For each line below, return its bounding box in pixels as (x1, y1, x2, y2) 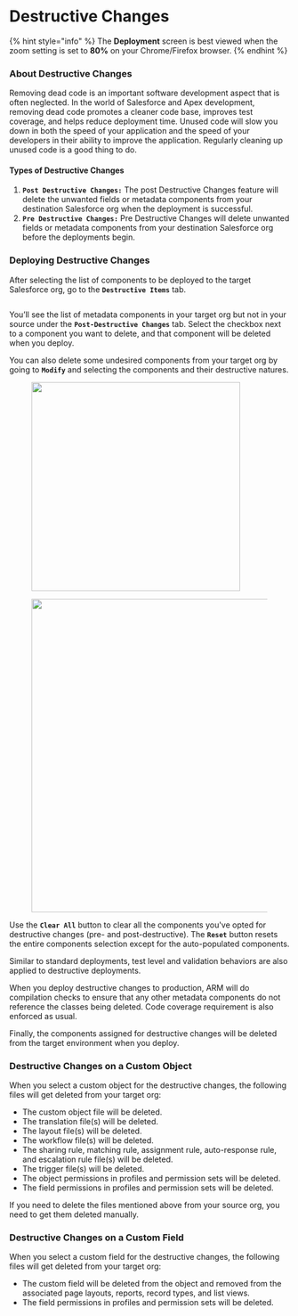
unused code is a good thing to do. (9, 144, 138, 155)
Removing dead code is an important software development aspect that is (9, 87, 280, 99)
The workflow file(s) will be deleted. (21, 1135, 154, 1146)
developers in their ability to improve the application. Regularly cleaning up (9, 135, 283, 146)
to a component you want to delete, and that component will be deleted (9, 328, 271, 339)
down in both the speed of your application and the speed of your (9, 126, 251, 136)
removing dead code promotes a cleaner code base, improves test (9, 107, 254, 118)
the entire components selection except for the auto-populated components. (9, 938, 290, 949)
